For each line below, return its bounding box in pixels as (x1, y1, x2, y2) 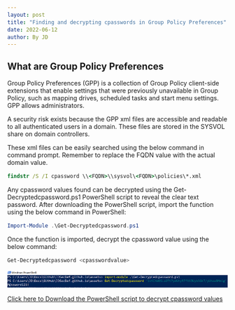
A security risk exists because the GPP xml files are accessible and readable (7, 115, 227, 123)
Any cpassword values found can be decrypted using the (7, 185, 173, 194)
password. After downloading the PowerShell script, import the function (7, 200, 214, 208)
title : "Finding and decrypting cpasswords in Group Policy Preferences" (7, 18, 227, 26)
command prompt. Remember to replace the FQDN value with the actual (7, 151, 215, 159)
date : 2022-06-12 (7, 26, 58, 33)
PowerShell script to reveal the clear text (82, 193, 199, 201)
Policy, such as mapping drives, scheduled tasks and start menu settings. (7, 94, 219, 102)
